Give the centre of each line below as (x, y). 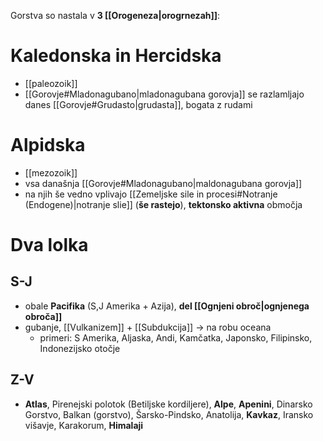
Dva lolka (49, 245)
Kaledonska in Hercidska (116, 56)
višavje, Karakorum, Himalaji (84, 425)
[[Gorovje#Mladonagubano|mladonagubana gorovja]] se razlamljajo (164, 94)
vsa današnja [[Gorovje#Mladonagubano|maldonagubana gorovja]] (163, 183)
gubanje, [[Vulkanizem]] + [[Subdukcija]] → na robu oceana (148, 327)
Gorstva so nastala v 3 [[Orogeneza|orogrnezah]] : (115, 15)
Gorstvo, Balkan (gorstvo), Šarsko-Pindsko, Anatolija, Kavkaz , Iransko (169, 414)
